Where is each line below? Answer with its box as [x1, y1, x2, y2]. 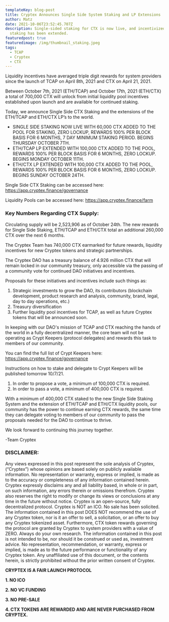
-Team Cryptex [5, 436, 36, 442]
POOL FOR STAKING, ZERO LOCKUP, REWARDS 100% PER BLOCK [12, 129, 151, 136]
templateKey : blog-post [5, 7, 55, 13]
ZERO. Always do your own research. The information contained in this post [5, 530, 162, 537]
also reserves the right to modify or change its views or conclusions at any [5, 493, 160, 499]
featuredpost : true [5, 36, 46, 41]
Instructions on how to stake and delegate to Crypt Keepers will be [5, 365, 143, 371]
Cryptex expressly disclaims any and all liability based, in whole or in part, [5, 482, 158, 488]
